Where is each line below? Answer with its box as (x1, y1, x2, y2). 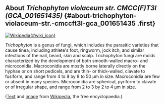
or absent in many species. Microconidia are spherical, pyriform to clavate (5, 78, 157, 84)
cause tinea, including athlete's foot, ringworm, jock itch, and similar (5, 47, 145, 53)
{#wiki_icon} (30, 32, 56, 38)
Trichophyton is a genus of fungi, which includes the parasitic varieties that (5, 42, 159, 48)
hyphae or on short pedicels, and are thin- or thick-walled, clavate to (5, 68, 145, 74)
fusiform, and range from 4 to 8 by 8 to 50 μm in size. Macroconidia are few (5, 73, 160, 79)
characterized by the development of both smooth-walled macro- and (5, 58, 148, 64)
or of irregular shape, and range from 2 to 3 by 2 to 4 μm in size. (5, 84, 136, 90)
